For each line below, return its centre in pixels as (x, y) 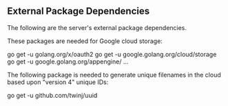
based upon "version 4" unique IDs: (58, 82)
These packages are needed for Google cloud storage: (85, 41)
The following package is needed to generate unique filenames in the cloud (114, 75)
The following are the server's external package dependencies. (97, 27)
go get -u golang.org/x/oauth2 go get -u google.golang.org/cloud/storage (112, 54)
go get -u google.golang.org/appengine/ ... (68, 62)
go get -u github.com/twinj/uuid (52, 95)
